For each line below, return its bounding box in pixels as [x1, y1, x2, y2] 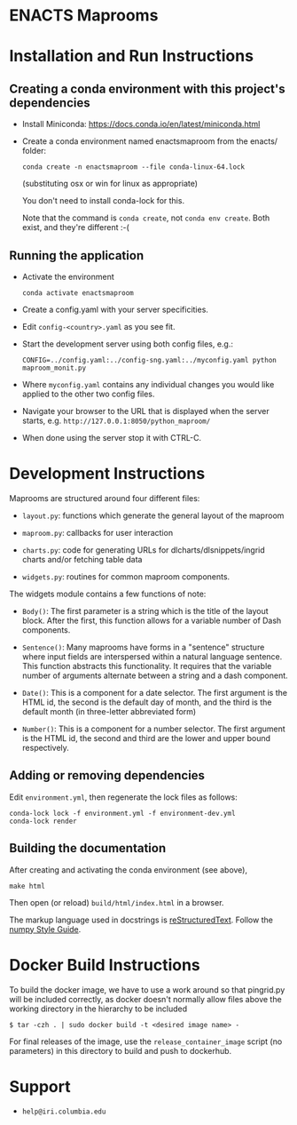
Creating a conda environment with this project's [9, 81, 285, 96]
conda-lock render [9, 817, 77, 826]
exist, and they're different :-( [21, 222, 130, 233]
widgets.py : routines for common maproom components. [21, 570, 231, 582]
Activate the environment [21, 272, 115, 282]
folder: [21, 146, 47, 156]
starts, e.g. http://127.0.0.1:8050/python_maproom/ [21, 415, 211, 426]
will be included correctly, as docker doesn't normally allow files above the [9, 993, 282, 1004]
